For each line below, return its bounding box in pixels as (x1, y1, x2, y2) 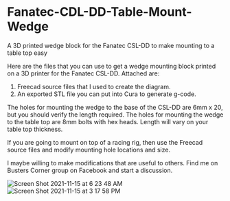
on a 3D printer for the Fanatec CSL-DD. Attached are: (7, 69, 160, 78)
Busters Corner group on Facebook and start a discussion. (7, 166, 173, 174)
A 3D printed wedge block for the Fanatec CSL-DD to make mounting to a (7, 41, 215, 49)
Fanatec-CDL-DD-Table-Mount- (7, 4, 192, 20)
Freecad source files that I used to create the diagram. (16, 82, 171, 91)
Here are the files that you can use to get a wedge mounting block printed (7, 62, 216, 70)
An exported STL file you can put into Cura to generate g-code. (16, 90, 197, 98)
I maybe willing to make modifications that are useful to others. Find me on (7, 158, 218, 167)
